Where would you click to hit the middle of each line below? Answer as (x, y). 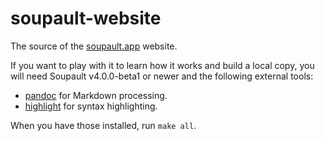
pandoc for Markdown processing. (96, 95)
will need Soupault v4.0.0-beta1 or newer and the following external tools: (162, 76)
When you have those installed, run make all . (103, 125)
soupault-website (86, 18)
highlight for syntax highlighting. (91, 106)
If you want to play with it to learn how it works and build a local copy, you (162, 65)
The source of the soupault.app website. (94, 46)
